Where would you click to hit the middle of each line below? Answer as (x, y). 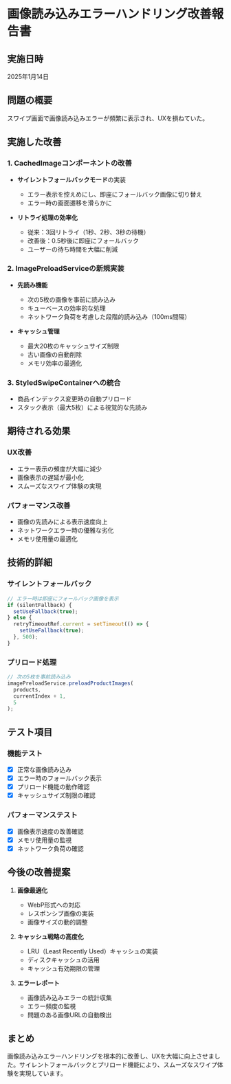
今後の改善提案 (39, 873)
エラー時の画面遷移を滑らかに (69, 203)
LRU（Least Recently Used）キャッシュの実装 (92, 951)
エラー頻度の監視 (52, 1006)
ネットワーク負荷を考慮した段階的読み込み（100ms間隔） (109, 316)
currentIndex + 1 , (40, 696)
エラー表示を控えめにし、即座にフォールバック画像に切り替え (115, 194)
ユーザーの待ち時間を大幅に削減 (73, 249)
